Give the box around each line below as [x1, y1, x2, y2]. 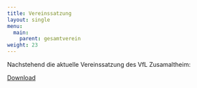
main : [13, 29, 29, 36]
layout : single [7, 16, 51, 23]
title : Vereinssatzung [7, 10, 72, 17]
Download [7, 74, 36, 82]
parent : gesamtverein [19, 35, 81, 42]
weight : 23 [7, 42, 38, 48]
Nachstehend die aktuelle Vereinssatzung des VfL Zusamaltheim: [7, 61, 191, 68]
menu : [7, 23, 23, 29]
